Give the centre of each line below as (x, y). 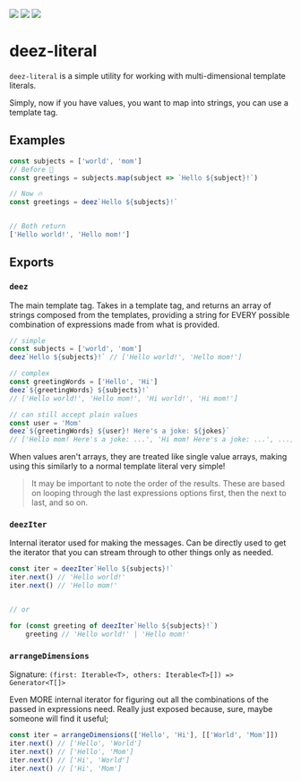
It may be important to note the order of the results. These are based (158, 484)
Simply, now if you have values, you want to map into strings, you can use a (149, 102)
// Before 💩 (31, 169)
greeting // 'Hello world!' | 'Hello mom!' (108, 634)
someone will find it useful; (59, 719)
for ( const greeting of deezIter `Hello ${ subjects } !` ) (114, 626)
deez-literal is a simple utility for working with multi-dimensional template (148, 75)
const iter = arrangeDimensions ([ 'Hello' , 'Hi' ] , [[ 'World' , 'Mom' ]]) (144, 735)
